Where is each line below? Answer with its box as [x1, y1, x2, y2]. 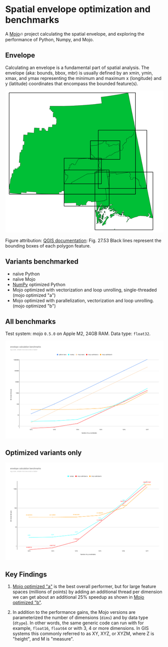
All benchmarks [5, 317, 56, 326]
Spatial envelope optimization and [5, 4, 151, 15]
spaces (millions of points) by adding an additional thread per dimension [12, 589, 162, 595]
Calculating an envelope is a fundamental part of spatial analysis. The [5, 64, 149, 70]
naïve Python [12, 271, 40, 277]
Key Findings [5, 570, 47, 579]
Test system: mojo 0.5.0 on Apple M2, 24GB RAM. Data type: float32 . [5, 331, 151, 337]
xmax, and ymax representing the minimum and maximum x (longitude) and [5, 75, 162, 81]
